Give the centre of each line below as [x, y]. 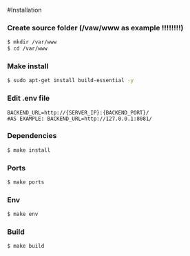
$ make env [23, 214]
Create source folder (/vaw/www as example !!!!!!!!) [95, 28]
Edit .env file [29, 98]
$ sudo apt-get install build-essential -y [71, 81]
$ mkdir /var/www [32, 42]
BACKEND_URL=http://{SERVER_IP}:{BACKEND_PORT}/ [78, 112]
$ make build [26, 246]
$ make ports [26, 182]
